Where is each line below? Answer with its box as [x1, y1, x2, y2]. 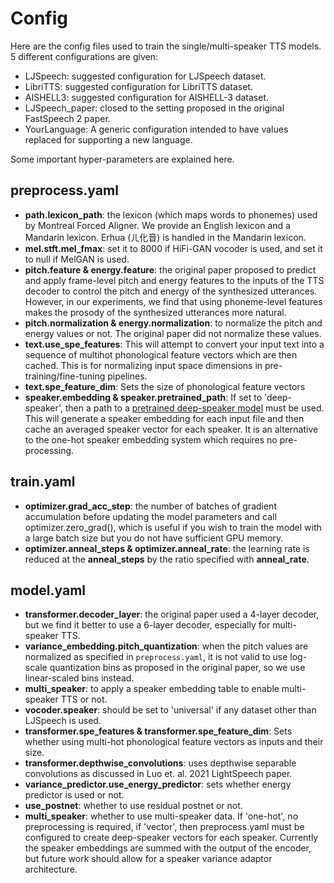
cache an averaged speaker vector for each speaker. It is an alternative [24, 423, 319, 435]
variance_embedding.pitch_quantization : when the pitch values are [24, 640, 309, 652]
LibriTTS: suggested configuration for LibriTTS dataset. [24, 80, 253, 92]
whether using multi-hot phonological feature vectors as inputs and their [24, 736, 324, 748]
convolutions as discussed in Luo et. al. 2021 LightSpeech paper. [24, 768, 293, 780]
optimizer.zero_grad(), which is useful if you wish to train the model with [24, 521, 322, 533]
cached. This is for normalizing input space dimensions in [24, 359, 263, 371]
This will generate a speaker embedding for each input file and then [24, 412, 305, 424]
